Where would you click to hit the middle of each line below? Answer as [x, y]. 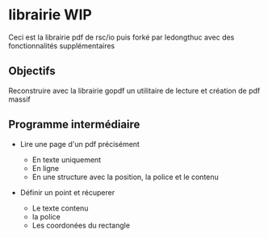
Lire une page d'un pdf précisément [80, 144]
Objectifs [32, 71]
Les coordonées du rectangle [81, 225]
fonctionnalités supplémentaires [62, 45]
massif [19, 99]
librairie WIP [50, 15]
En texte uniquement [67, 160]
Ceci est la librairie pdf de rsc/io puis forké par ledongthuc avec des [121, 37]
